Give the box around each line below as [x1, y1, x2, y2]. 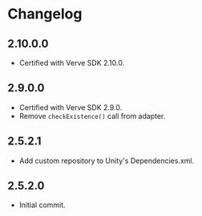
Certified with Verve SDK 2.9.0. [18, 102, 123, 112]
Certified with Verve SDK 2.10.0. [18, 58, 125, 67]
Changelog [7, 5, 83, 23]
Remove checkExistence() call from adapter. [18, 111, 166, 120]
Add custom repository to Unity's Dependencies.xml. [18, 156, 195, 165]
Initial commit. [18, 200, 66, 210]
